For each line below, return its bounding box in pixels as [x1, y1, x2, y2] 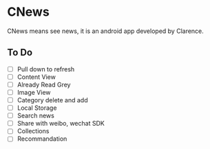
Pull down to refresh [17, 65, 75, 73]
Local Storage [17, 104, 57, 112]
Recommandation [17, 135, 67, 143]
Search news [17, 111, 55, 120]
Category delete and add [17, 96, 88, 104]
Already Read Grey [17, 80, 71, 89]
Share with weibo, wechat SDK [17, 119, 105, 128]
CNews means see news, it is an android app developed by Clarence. [7, 27, 204, 35]
